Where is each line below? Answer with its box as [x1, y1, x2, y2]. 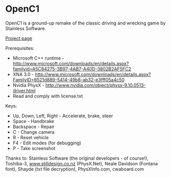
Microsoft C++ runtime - [12, 55, 65, 61]
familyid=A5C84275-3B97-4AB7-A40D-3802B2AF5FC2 [12, 66, 132, 72]
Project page [5, 35, 32, 41]
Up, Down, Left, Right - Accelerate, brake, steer [12, 113, 113, 119]
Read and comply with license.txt [12, 93, 83, 99]
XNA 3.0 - [12, 71, 34, 77]
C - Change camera [12, 129, 55, 135]
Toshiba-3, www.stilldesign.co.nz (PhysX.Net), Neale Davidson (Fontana [5, 160, 158, 166]
